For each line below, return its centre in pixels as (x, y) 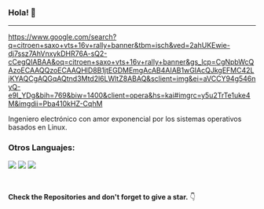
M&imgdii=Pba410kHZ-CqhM (55, 104)
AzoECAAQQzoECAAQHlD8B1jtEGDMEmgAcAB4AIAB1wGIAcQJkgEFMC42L (131, 71)
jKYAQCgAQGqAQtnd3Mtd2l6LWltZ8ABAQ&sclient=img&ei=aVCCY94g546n (132, 79)
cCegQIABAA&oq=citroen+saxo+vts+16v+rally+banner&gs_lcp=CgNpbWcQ (131, 62)
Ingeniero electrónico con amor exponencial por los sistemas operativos (125, 119)
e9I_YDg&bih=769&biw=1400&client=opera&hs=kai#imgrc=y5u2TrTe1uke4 (129, 95)
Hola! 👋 (22, 13)
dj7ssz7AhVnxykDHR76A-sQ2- (58, 53)
